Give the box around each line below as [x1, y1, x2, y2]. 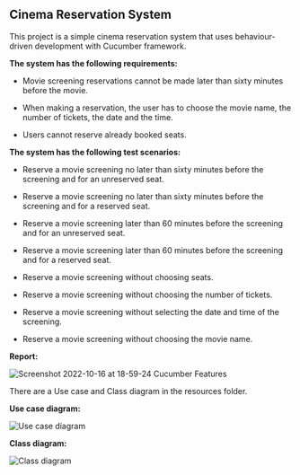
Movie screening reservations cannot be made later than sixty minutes [22, 75, 284, 86]
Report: [9, 350, 39, 362]
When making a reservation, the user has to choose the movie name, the [22, 102, 292, 113]
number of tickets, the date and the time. [22, 111, 173, 122]
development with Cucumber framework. [34, 40, 187, 51]
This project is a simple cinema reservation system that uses [9, 31, 234, 41]
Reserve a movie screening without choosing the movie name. [22, 333, 253, 344]
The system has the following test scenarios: [9, 146, 181, 157]
